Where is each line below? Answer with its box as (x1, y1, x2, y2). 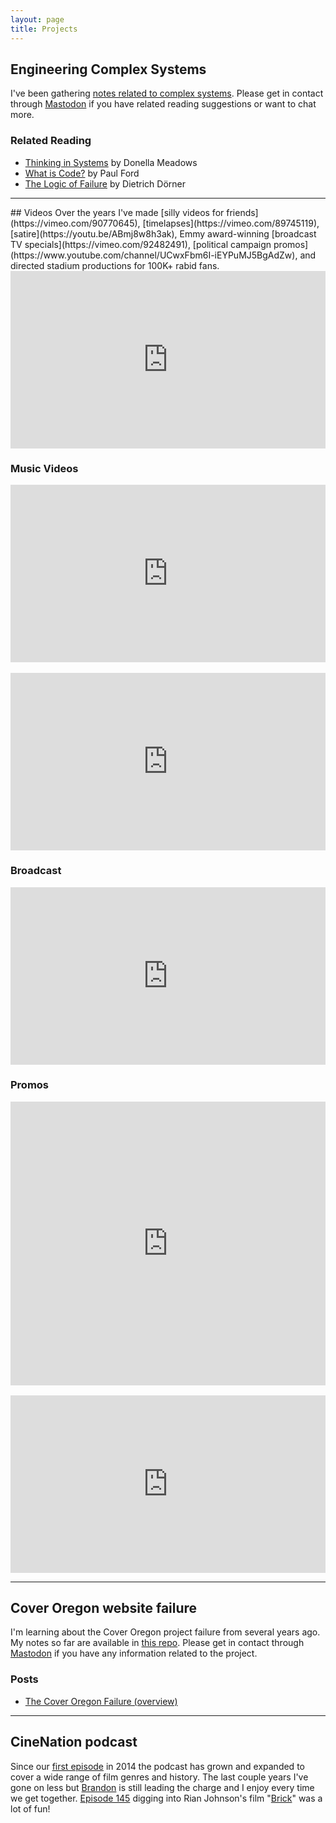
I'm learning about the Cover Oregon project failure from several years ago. (10, 1626, 321, 1638)
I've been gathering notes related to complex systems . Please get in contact (10, 87, 324, 100)
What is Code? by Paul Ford (24, 167, 140, 179)
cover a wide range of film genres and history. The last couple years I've (10, 1771, 309, 1783)
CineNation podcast (10, 1734, 138, 1751)
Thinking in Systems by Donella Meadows (24, 156, 198, 168)
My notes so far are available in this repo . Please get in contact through (10, 1637, 305, 1649)
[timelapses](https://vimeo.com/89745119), (142, 217, 320, 229)
